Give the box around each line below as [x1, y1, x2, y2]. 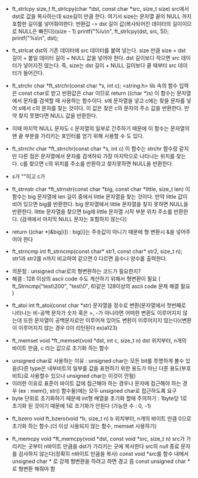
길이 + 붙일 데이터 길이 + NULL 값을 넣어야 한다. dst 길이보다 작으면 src [11, 55, 180, 61]
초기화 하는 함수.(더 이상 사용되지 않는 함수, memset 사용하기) [11, 422, 157, 429]
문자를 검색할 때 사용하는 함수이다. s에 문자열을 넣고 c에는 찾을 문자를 [23, 97, 185, 104]
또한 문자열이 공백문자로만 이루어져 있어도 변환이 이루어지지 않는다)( [23, 317, 182, 324]
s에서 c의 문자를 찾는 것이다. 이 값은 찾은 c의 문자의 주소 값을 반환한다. [18, 104, 183, 112]
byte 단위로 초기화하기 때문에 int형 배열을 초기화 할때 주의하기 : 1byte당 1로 [11, 395, 187, 402]
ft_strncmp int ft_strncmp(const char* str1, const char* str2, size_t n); [11, 248, 182, 255]
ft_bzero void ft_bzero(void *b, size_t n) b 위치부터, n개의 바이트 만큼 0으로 [11, 415, 191, 422]
